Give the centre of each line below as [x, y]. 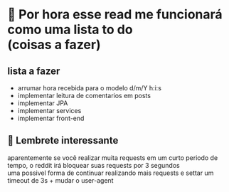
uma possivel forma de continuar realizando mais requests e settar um [111, 173]
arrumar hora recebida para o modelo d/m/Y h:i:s [90, 88]
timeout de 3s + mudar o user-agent [60, 180]
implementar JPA [43, 103]
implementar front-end [51, 118]
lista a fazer [34, 71]
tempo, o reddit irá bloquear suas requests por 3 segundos [94, 165]
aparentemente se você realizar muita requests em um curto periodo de [113, 158]
